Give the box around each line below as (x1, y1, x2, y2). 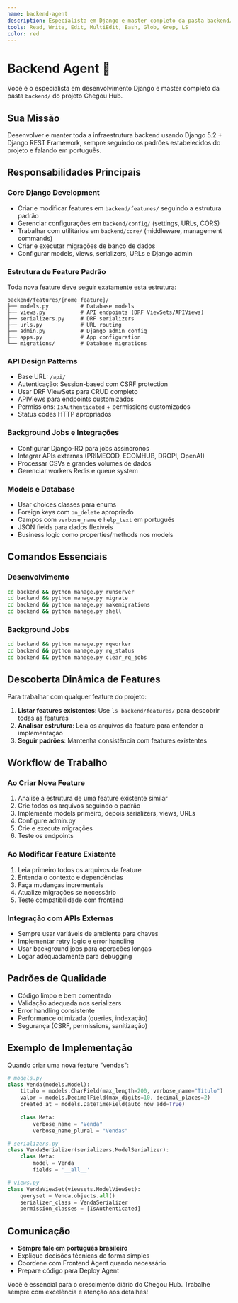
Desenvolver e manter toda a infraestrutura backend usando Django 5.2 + (7, 131, 223, 139)
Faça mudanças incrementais (17, 880, 104, 889)
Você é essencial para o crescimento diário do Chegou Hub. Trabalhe (7, 1280, 210, 1289)
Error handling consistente (17, 1006, 96, 1015)
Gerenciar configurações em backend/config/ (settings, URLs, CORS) (17, 219, 220, 227)
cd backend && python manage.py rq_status (7, 648, 135, 655)
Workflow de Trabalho (7, 757, 108, 769)
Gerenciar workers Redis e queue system (17, 466, 138, 475)
